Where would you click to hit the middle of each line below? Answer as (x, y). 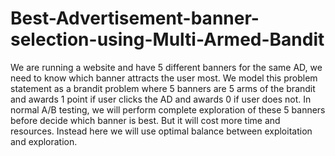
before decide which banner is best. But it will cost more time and (145, 120)
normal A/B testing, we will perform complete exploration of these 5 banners (168, 109)
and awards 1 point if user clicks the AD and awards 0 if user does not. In (161, 99)
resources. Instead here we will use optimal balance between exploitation (161, 131)
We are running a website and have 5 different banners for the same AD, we (166, 67)
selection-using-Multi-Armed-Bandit (167, 39)
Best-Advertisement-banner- (135, 18)
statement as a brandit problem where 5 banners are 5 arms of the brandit (163, 88)
